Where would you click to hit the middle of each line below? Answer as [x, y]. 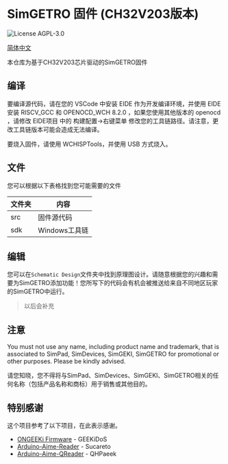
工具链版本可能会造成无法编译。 [58, 129]
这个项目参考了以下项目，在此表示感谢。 [64, 425]
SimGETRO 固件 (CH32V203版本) [103, 14]
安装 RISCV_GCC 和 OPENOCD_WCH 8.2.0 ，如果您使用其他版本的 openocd [114, 112]
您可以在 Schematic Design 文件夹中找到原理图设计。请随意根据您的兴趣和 [110, 274]
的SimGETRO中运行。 [38, 291]
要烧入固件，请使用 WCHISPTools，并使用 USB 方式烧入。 [89, 144]
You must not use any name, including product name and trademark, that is [113, 347]
